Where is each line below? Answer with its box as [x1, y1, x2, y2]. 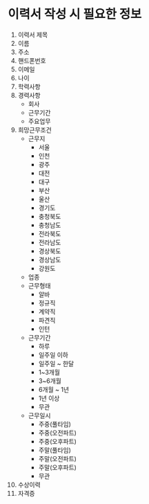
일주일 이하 [38, 350, 68, 359]
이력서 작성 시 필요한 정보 [8, 6, 142, 22]
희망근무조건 [17, 125, 52, 134]
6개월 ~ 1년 [38, 385, 70, 393]
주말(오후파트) [38, 463, 77, 471]
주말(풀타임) [38, 446, 72, 454]
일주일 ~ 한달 [38, 359, 74, 368]
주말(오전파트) [38, 454, 77, 462]
